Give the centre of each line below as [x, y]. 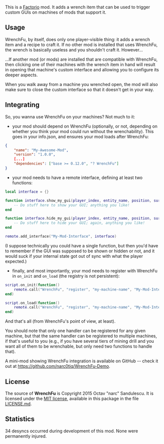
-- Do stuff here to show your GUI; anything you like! [72, 205]
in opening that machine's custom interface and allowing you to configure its [82, 69]
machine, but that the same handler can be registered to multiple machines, [81, 336]
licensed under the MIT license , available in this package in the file [72, 399]
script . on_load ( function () [32, 303]
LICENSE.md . [19, 403]
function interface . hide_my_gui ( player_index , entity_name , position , [78, 219]
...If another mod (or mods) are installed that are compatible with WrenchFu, [81, 59]
